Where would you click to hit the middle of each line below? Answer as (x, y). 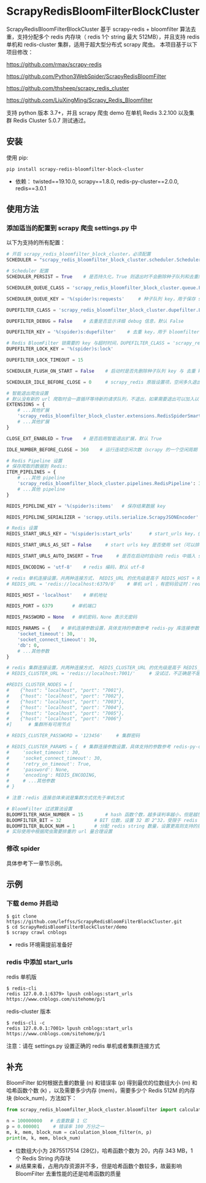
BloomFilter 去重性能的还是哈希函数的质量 (68, 1173)
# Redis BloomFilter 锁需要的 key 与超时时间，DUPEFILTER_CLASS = (88, 343)
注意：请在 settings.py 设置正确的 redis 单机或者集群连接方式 (83, 1045)
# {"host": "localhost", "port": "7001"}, (65, 691)
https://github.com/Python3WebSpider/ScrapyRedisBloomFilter (86, 76)
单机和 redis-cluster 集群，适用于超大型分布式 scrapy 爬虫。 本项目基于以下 (102, 44)
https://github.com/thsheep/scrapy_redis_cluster (68, 88)
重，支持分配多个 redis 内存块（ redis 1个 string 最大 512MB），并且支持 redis (103, 37)
